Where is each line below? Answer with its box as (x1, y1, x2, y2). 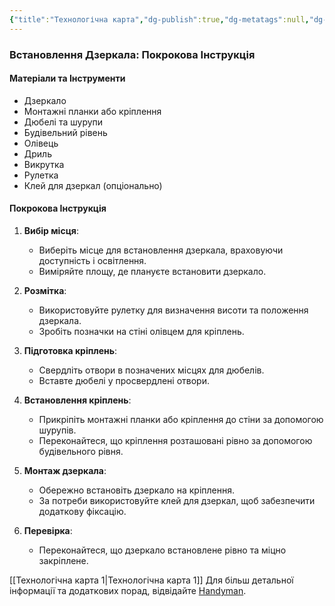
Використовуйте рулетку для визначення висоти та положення (38, 304, 309, 316)
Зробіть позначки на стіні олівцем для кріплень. (38, 325, 245, 337)
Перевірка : (23, 524, 73, 536)
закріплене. (38, 554, 89, 566)
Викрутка (23, 158, 65, 170)
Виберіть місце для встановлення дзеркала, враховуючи (38, 244, 284, 256)
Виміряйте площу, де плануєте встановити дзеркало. (38, 265, 267, 277)
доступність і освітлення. (38, 254, 147, 266)
